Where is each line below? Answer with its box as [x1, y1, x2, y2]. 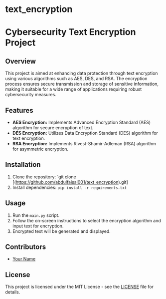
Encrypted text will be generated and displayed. [12, 228, 111, 234]
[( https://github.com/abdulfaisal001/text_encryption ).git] [12, 179, 128, 185]
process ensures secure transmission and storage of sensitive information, [5, 81, 159, 87]
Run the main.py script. [12, 212, 60, 218]
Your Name [12, 256, 36, 262]
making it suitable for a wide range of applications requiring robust [5, 86, 142, 92]
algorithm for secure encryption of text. [12, 125, 94, 131]
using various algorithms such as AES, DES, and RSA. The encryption [5, 76, 148, 82]
